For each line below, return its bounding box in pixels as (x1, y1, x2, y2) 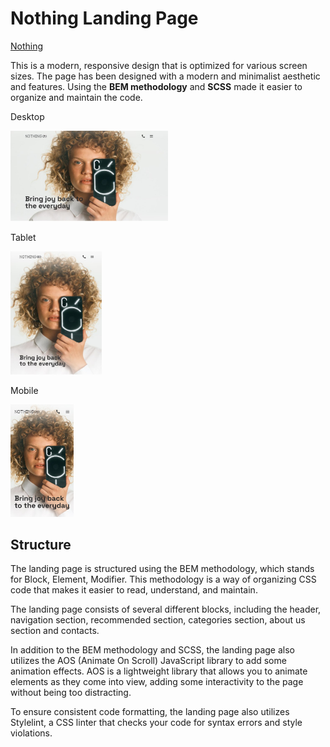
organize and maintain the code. (10, 91, 143, 103)
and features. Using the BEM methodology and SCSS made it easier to (10, 80, 303, 92)
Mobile (10, 384, 39, 396)
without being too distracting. (10, 687, 132, 699)
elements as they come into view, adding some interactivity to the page (10, 676, 304, 688)
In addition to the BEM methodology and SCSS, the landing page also (10, 644, 295, 656)
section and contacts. (10, 625, 100, 637)
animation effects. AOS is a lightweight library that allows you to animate (10, 665, 308, 677)
